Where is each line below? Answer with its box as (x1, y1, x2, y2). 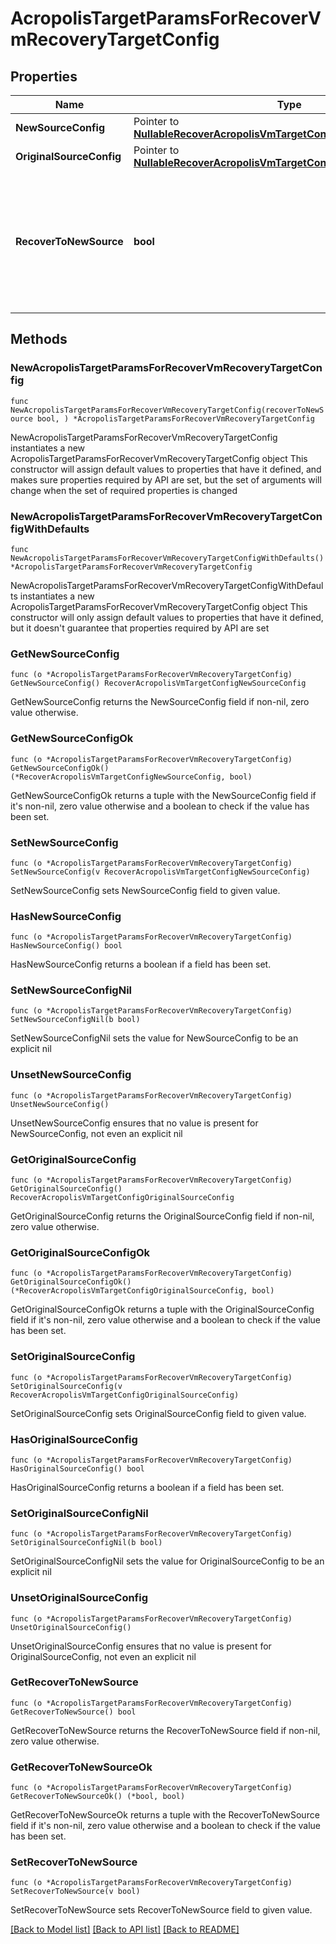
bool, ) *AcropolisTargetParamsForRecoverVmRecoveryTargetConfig (36, 413, 315, 424)
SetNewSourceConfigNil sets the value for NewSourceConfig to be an (10, 1032, 299, 1044)
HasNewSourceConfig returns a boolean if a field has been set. (10, 958, 272, 971)
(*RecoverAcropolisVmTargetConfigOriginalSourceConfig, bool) (10, 1286, 275, 1296)
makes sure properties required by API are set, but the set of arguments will (10, 473, 322, 486)
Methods (10, 331, 68, 348)
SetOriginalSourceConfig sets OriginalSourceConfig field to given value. (10, 1407, 307, 1419)
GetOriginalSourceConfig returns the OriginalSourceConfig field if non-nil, (10, 1210, 315, 1222)
